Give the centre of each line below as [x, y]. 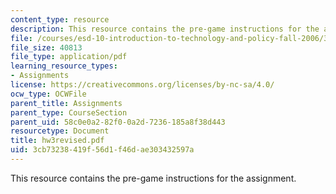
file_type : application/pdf [69, 57]
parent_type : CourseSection [69, 112]
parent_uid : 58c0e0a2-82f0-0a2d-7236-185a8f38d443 [118, 122]
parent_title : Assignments [66, 103]
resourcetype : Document [60, 131]
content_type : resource [60, 19]
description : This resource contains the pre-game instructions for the [165, 29]
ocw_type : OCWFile [48, 94]
